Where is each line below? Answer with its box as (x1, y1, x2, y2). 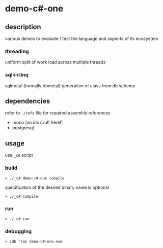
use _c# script (5, 152, 33, 158)
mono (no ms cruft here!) (12, 119, 63, 126)
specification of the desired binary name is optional (5, 184, 109, 190)
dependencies (5, 97, 50, 105)
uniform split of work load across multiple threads (5, 59, 106, 65)
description (5, 23, 41, 31)
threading (5, 48, 29, 55)
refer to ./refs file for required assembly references (5, 110, 110, 116)
